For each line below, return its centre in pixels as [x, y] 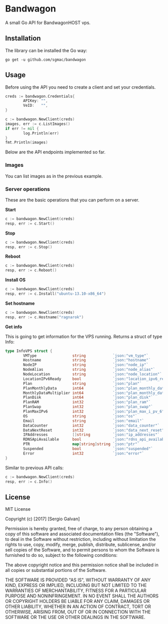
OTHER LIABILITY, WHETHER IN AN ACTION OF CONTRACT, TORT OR [78, 606]
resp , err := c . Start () [30, 224]
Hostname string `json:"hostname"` [87, 360]
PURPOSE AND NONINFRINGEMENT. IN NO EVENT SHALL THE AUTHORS [82, 596]
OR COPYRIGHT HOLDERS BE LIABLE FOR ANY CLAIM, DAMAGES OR [77, 601]
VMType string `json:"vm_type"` [86, 356]
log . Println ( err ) [41, 133]
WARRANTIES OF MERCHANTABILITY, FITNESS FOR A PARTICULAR [76, 591]
